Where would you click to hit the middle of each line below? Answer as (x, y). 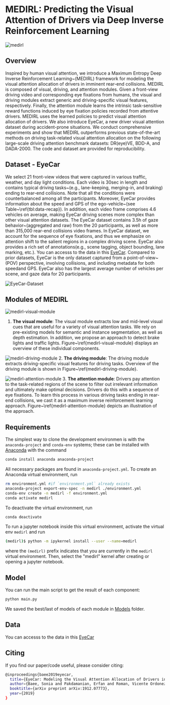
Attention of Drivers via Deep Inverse (84, 20)
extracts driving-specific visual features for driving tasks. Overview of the (82, 364)
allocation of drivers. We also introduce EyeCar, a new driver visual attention (85, 121)
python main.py (21, 600)
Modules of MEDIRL (37, 299)
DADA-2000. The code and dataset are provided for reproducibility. (75, 149)
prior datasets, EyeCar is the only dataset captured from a (66, 258)
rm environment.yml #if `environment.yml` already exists (68, 484)
